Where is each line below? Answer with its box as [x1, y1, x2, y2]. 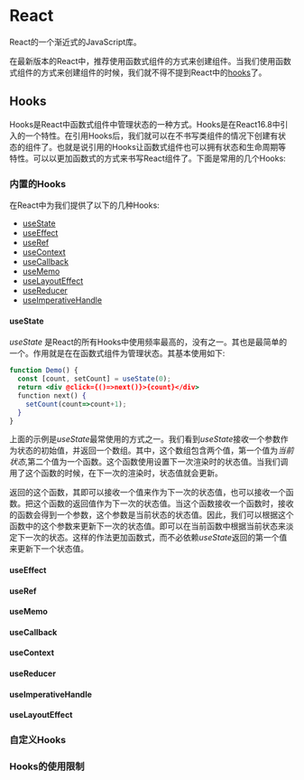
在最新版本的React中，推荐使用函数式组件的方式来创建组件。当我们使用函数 [9, 55, 291, 66]
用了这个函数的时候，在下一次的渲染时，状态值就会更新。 [9, 467, 223, 479]
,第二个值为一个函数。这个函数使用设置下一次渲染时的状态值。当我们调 [25, 456, 289, 467]
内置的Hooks [9, 177, 67, 190]
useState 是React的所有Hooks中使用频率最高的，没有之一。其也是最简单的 [9, 336, 288, 348]
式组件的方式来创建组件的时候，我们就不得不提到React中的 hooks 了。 [9, 67, 267, 78]
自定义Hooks [9, 734, 67, 747]
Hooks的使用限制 [9, 760, 85, 773]
